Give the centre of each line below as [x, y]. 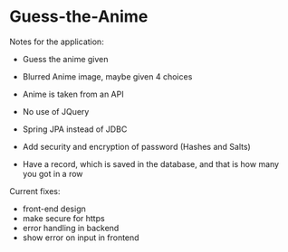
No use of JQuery [56, 111]
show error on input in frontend [81, 238]
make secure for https [64, 218]
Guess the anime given [65, 59]
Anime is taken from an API [73, 94]
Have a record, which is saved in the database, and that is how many [150, 163]
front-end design [54, 209]
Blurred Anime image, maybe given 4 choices [107, 76]
